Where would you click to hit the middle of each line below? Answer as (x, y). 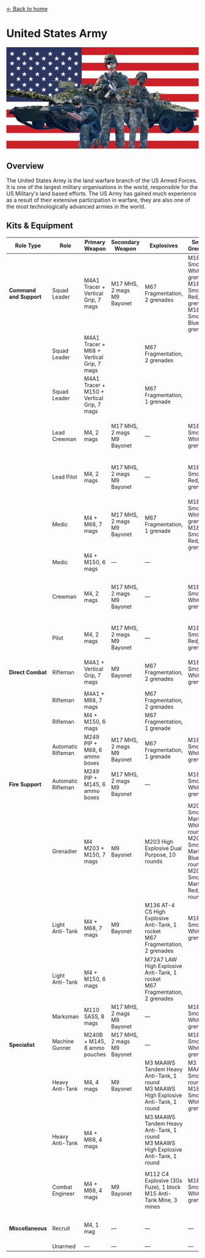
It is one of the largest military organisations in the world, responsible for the (102, 187)
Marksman (66, 1017)
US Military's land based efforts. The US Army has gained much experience (101, 194)
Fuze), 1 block (163, 1187)
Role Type (28, 245)
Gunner (62, 1048)
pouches (95, 1054)
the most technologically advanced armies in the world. (76, 207)
